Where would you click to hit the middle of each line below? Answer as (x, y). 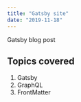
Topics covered (41, 61)
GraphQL (30, 85)
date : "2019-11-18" (35, 20)
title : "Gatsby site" (38, 13)
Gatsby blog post (32, 39)
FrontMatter (34, 92)
